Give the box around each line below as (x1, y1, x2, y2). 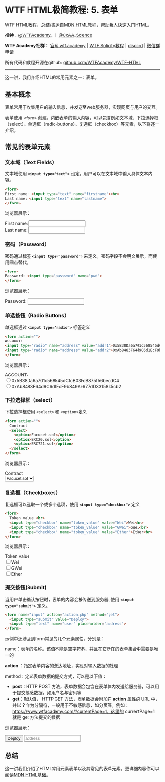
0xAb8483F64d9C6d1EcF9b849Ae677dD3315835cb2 (11, 383, 122, 389)
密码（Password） (5, 241, 50, 248)
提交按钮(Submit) (5, 584, 47, 591)
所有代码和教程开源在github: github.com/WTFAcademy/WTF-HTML (5, 59, 141, 65)
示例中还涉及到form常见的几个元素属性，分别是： (5, 636, 105, 642)
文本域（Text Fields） (5, 159, 57, 166)
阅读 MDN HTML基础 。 (5, 772, 51, 778)
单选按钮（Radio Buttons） (5, 312, 70, 319)
